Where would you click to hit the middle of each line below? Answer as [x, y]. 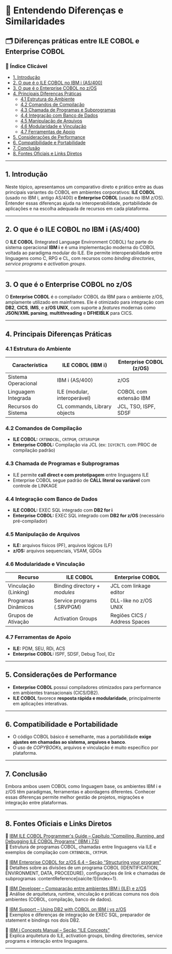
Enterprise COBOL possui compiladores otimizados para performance [87, 687]
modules [64, 593]
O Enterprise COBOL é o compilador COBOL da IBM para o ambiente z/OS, [84, 297]
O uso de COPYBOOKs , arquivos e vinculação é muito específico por [85, 747]
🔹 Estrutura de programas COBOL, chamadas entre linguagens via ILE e [81, 847]
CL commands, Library [84, 406]
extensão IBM [134, 398]
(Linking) [19, 593]
